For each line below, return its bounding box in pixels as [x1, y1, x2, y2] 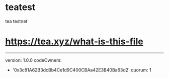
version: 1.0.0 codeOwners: [5, 57, 62, 63]
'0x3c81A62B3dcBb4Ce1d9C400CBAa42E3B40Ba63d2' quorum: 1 [12, 67, 152, 73]
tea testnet [5, 18, 28, 24]
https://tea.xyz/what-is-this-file [5, 36, 143, 47]
